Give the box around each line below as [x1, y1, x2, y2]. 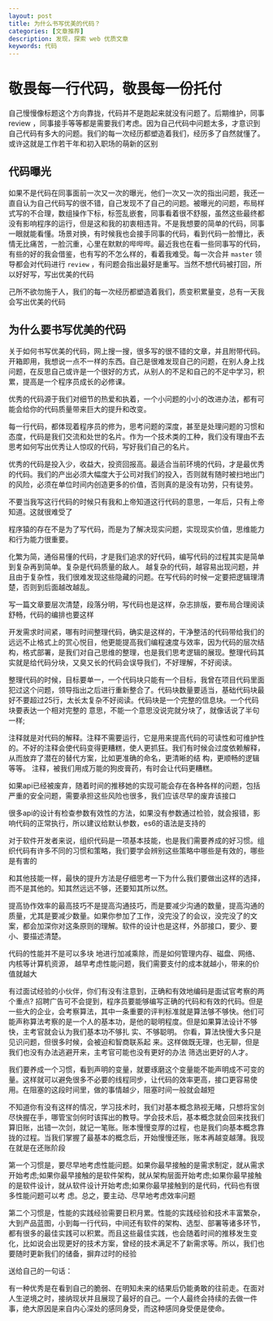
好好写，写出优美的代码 [15, 269, 94, 279]
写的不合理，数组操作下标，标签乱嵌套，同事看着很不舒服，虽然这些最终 [15, 208, 258, 218]
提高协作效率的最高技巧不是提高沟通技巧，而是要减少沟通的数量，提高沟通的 [8, 900, 265, 910]
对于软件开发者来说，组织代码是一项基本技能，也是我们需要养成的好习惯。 [8, 835, 258, 845]
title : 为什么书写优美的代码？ [8, 20, 101, 28]
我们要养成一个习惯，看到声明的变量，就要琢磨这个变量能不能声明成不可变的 [8, 1064, 265, 1074]
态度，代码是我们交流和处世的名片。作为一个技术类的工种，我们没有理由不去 [8, 431, 265, 441]
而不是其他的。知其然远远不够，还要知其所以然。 [8, 883, 172, 893]
